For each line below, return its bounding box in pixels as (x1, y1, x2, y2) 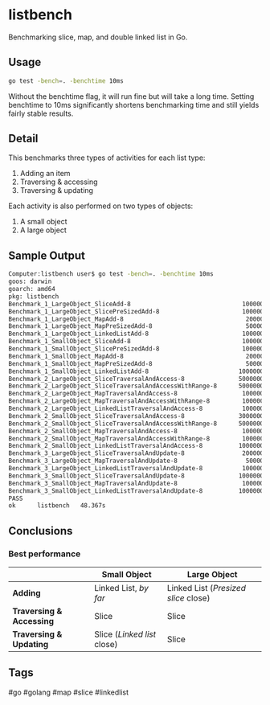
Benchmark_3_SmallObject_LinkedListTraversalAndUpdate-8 (8, 486, 203, 495)
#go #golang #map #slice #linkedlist (8, 687, 129, 697)
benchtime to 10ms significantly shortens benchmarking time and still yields (8, 100, 260, 109)
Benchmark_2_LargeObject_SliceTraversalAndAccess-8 (8, 375, 185, 383)
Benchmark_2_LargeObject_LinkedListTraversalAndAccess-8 (8, 404, 203, 412)
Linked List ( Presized (166, 582, 247, 593)
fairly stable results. (8, 109, 74, 118)
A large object (19, 225, 67, 235)
